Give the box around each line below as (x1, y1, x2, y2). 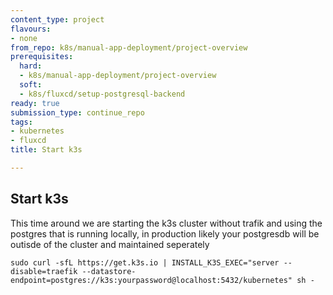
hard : (19, 61, 43, 71)
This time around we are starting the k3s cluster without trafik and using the (10, 217, 323, 229)
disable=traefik (10, 266, 78, 276)
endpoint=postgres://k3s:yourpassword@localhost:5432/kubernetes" (10, 275, 293, 285)
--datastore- (81, 266, 137, 276)
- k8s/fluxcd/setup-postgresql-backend (19, 89, 186, 99)
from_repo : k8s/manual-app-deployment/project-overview (10, 42, 248, 53)
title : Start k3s (10, 145, 83, 155)
